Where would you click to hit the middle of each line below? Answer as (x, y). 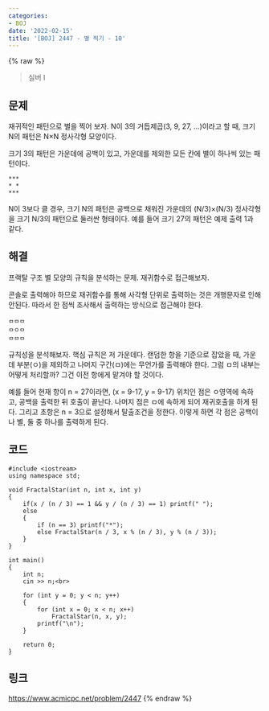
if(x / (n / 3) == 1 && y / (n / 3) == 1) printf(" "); (118, 503)
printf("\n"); (61, 623)
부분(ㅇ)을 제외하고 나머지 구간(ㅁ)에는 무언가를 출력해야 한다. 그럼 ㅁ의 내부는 (139, 364)
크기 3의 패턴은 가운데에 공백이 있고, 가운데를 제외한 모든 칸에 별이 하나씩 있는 (130, 154)
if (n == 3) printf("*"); (81, 525)
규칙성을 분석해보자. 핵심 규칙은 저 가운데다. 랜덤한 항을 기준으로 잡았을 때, (125, 354)
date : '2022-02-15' (41, 31)
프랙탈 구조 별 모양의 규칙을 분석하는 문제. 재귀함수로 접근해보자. (109, 277)
